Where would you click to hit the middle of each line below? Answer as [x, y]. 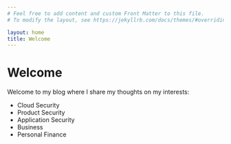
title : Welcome [29, 39]
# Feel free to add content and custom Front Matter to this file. [106, 13]
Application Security [46, 120]
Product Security [41, 113]
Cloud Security [38, 105]
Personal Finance [42, 134]
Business [30, 127]
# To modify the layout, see [49, 20]
